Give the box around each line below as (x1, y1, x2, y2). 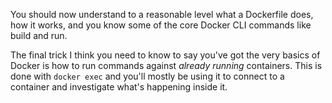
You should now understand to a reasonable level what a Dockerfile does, (10, 9, 314, 20)
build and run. (10, 30, 68, 41)
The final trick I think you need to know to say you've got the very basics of (10, 49, 321, 61)
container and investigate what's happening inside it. (10, 81, 228, 93)
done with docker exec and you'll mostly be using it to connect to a (10, 70, 285, 82)
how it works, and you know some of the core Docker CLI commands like (10, 19, 312, 31)
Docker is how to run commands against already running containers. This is (10, 60, 323, 71)
